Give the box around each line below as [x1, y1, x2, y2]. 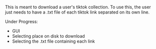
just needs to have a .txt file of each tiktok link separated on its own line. [5, 9, 150, 15]
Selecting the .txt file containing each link [12, 38, 95, 44]
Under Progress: [5, 19, 38, 24]
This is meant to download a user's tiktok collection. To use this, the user [5, 4, 151, 10]
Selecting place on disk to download [12, 33, 85, 39]
